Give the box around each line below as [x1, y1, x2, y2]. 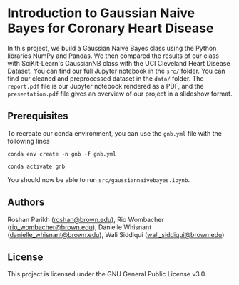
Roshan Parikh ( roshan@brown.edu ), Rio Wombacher [7, 215, 164, 224]
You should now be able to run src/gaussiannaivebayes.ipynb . [7, 175, 190, 184]
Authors [7, 196, 45, 209]
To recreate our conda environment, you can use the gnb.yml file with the [7, 129, 223, 137]
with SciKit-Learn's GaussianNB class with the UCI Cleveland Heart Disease [7, 59, 230, 67]
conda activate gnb [7, 163, 66, 170]
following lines [7, 136, 50, 145]
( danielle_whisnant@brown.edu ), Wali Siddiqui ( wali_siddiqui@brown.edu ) [7, 230, 225, 239]
